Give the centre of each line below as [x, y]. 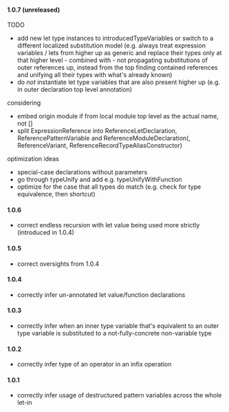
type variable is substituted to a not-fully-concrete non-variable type [114, 333]
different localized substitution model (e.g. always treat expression [111, 45]
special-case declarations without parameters [82, 172]
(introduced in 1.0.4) [45, 233]
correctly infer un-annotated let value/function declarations [101, 295]
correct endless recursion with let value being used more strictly [108, 225]
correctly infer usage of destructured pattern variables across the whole [119, 395]
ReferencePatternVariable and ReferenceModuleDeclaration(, [103, 138]
